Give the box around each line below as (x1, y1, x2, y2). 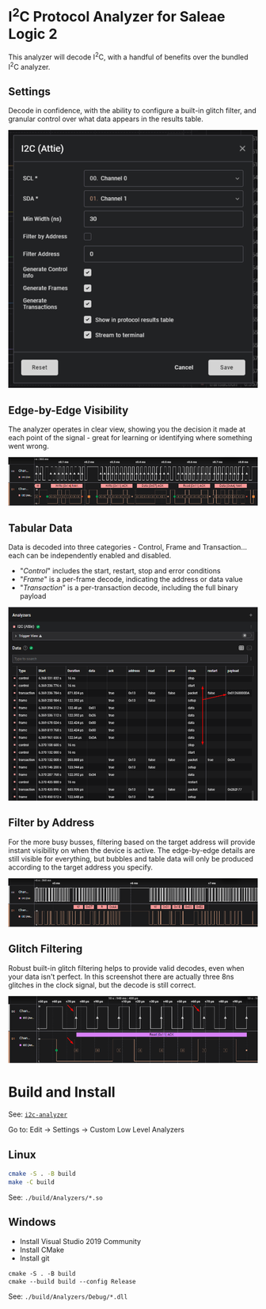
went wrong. (8, 441, 49, 451)
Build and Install (8, 1083, 116, 1102)
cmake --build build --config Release (8, 1277, 136, 1285)
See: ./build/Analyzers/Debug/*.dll (8, 1292, 128, 1301)
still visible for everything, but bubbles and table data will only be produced (8, 854, 253, 863)
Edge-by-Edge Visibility (8, 403, 129, 417)
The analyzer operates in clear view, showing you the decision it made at (8, 424, 246, 434)
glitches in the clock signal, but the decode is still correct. (8, 980, 196, 990)
